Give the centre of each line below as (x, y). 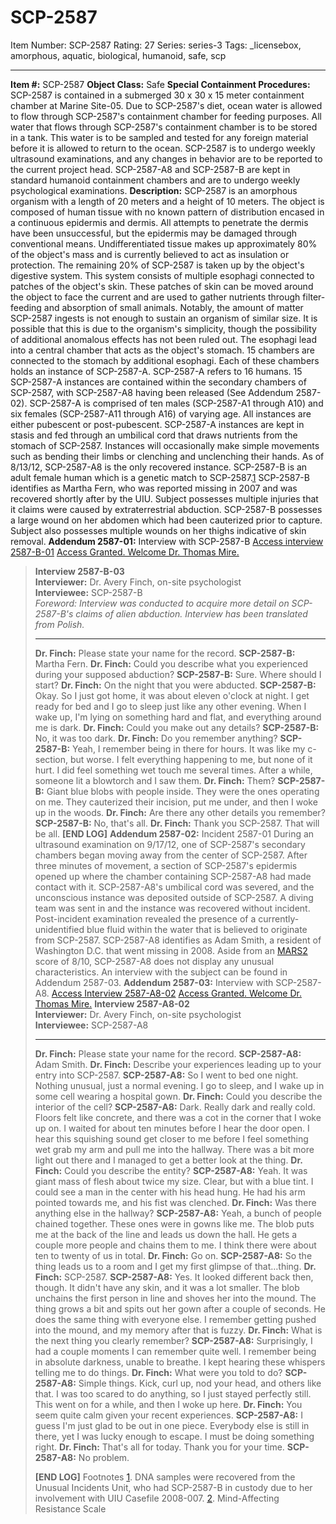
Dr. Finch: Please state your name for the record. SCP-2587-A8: (168, 1053)
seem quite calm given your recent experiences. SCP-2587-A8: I (168, 1415)
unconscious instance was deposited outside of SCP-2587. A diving (174, 897)
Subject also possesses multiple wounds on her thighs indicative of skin (158, 530)
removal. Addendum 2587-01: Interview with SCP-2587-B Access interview (167, 541)
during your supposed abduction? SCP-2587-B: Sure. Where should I (178, 674)
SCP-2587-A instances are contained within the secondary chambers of (158, 382)
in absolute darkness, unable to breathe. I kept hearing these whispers (180, 1362)
